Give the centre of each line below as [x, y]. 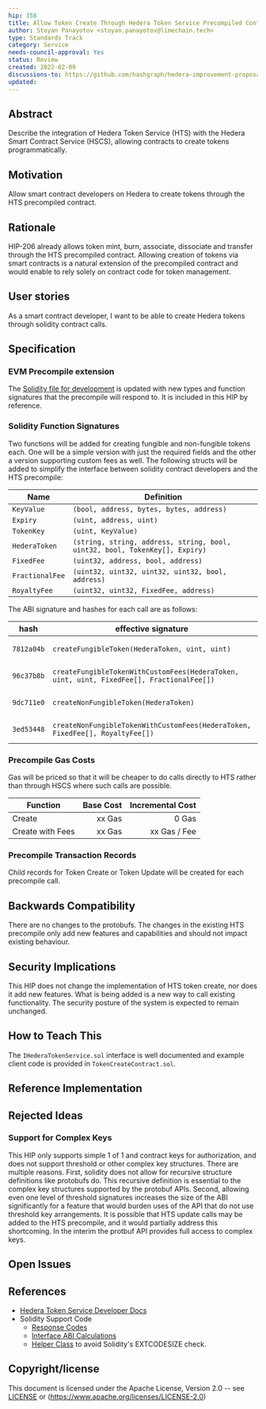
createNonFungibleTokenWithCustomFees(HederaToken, [152, 725]
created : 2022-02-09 [42, 67]
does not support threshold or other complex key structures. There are [123, 1163]
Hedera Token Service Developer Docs [83, 1311]
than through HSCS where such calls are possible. [90, 786]
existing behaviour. [39, 942]
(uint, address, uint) [115, 520]
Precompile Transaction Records [72, 855]
